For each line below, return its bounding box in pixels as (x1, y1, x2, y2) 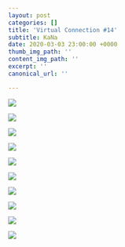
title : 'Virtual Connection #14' (8, 26, 118, 34)
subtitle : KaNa (8, 33, 58, 42)
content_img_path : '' (8, 56, 79, 64)
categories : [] (8, 19, 58, 27)
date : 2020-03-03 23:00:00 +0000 (8, 41, 118, 49)
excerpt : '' (8, 63, 47, 71)
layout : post (8, 11, 51, 20)
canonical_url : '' (8, 70, 68, 78)
